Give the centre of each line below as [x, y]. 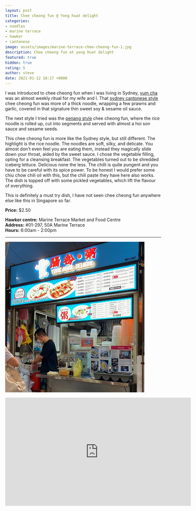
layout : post [19, 10]
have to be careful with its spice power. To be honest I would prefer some [80, 170]
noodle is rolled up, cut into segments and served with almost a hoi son [78, 123]
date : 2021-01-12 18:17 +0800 [36, 78]
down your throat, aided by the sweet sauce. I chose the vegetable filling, [80, 154]
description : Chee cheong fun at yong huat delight [59, 52]
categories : [17, 21]
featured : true [21, 57]
